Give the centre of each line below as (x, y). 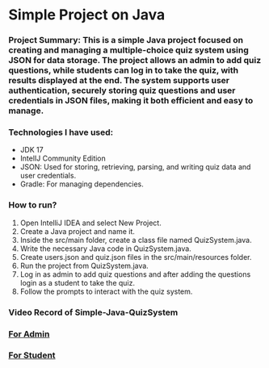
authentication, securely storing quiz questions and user (122, 90)
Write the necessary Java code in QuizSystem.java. (105, 249)
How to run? (33, 205)
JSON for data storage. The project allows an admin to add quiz (135, 61)
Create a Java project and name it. (78, 231)
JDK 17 (32, 150)
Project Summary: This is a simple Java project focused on (126, 40)
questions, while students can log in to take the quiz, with (124, 70)
